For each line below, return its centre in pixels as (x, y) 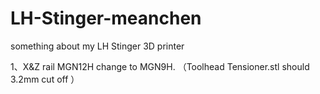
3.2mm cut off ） (45, 79)
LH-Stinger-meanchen (106, 18)
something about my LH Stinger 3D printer (97, 46)
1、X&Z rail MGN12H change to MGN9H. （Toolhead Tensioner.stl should (160, 66)
